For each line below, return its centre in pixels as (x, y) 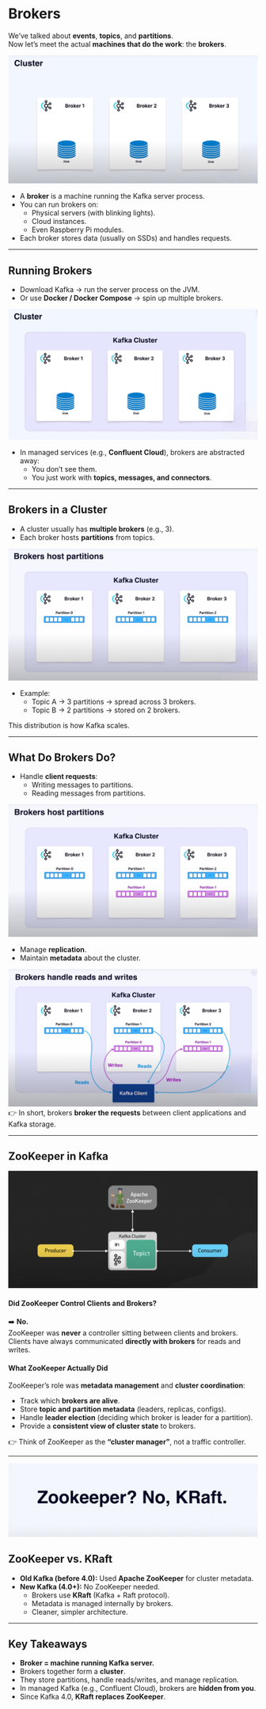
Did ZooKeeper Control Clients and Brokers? (82, 1304)
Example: (35, 693)
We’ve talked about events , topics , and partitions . (91, 36)
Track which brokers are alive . (70, 1401)
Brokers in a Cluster (58, 510)
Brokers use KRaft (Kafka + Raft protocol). (101, 1595)
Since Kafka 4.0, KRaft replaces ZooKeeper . (93, 1697)
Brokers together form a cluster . (72, 1672)
